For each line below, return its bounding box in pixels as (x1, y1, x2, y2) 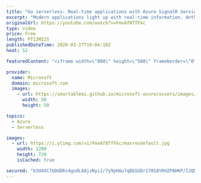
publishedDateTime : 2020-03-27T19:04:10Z (6, 42, 111, 48)
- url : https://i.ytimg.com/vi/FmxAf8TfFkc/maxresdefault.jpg (11, 141, 170, 147)
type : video (6, 25, 36, 32)
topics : (6, 113, 26, 119)
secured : (6, 168, 28, 173)
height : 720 (17, 151, 47, 158)
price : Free (6, 31, 36, 37)
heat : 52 (6, 48, 28, 54)
